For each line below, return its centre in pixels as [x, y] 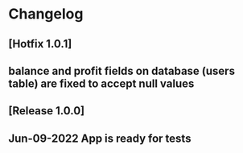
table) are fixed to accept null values [101, 83]
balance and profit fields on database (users [122, 70]
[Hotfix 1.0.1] [40, 44]
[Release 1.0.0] [47, 111]
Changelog [46, 14]
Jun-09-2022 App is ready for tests [100, 138]
